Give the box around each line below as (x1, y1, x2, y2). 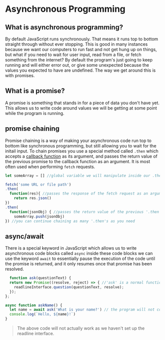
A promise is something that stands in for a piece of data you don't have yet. (5, 100, 160, 106)
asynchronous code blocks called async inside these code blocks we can (5, 251, 153, 256)
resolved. (5, 266, 24, 272)
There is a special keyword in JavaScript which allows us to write (5, 245, 137, 251)
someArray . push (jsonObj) (14, 214, 65, 219)
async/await (5, 232, 44, 240)
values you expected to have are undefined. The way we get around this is (5, 67, 156, 73)
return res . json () (14, 196, 52, 201)
